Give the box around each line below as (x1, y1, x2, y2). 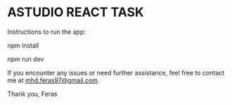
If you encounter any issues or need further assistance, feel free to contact (7, 68, 225, 77)
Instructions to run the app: (7, 27, 86, 36)
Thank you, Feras (7, 89, 58, 98)
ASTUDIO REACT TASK (7, 4, 144, 20)
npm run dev (7, 54, 44, 63)
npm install (7, 41, 39, 49)
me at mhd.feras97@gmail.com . (7, 75, 100, 85)
